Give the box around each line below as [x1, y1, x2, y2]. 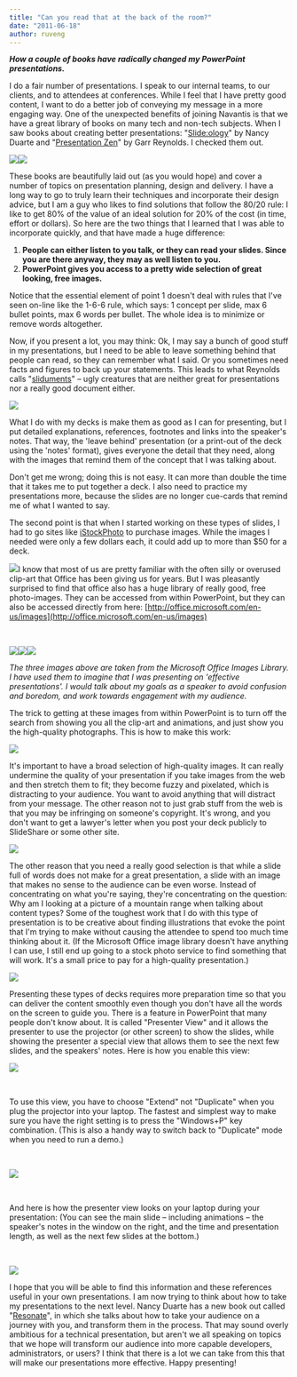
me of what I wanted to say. [9, 500, 111, 511]
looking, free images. [21, 273, 103, 284]
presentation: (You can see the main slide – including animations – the [9, 1212, 264, 1222]
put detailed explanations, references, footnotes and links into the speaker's [9, 426, 286, 437]
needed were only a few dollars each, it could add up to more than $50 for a [9, 537, 287, 547]
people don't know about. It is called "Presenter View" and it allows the [9, 1017, 269, 1028]
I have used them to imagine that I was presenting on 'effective [9, 672, 240, 682]
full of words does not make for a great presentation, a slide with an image [9, 870, 281, 880]
